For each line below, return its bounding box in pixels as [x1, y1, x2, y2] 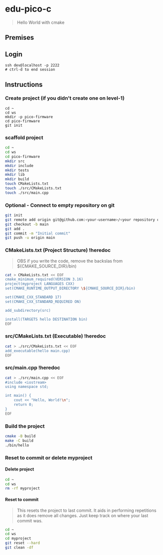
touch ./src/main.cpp [5, 190, 49, 195]
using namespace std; [5, 385, 49, 389]
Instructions [5, 80, 43, 88]
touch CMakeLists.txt [5, 181, 49, 186]
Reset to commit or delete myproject [5, 454, 93, 461]
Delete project [5, 466, 34, 472]
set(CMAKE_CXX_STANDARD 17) [5, 295, 62, 300]
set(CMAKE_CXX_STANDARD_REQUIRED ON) [5, 299, 81, 304]
